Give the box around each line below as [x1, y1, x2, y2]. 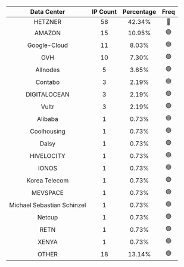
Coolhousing [29, 127, 66, 135]
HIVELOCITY [29, 151, 66, 160]
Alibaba [36, 114, 58, 123]
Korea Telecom [26, 176, 69, 184]
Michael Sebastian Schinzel [9, 201, 86, 209]
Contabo [35, 77, 60, 86]
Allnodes [35, 66, 60, 74]
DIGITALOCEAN [26, 90, 70, 98]
